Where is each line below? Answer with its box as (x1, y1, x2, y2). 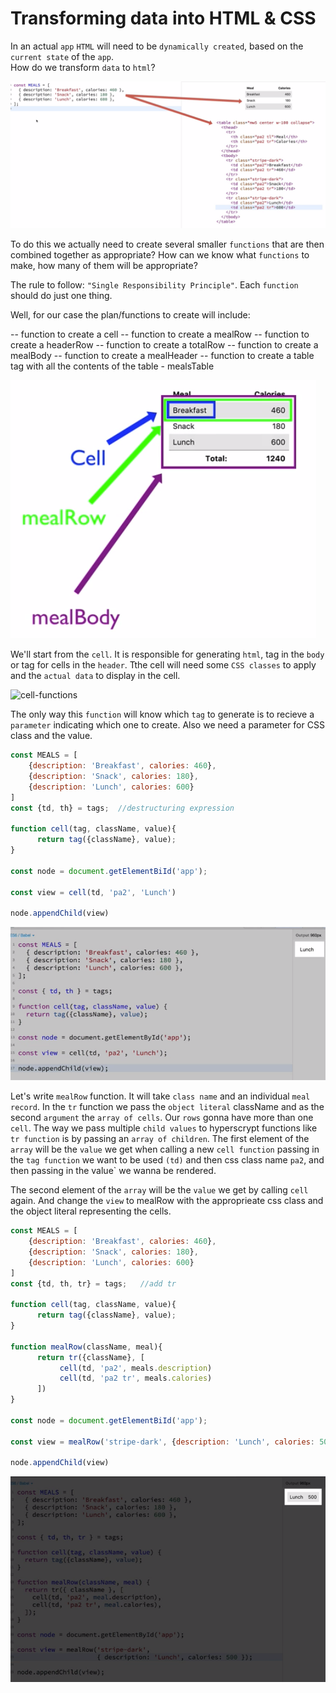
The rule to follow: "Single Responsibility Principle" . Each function (10, 279, 299, 291)
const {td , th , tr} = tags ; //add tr (10, 1278, 177, 1289)
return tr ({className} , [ (36, 1352, 145, 1362)
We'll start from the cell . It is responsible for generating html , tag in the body (10, 648, 325, 661)
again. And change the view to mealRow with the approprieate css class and (10, 1195, 324, 1207)
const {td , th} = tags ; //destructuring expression (10, 803, 235, 813)
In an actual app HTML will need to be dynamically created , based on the (10, 40, 304, 52)
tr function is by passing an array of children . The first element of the (10, 1133, 310, 1145)
